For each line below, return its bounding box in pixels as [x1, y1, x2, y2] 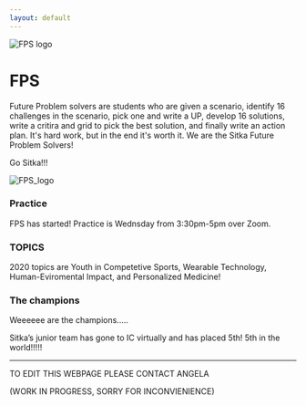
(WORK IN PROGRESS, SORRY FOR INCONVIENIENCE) [9, 386, 216, 397]
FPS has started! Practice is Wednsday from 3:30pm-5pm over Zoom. [9, 218, 271, 229]
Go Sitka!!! [9, 157, 48, 168]
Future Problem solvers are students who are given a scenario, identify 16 [9, 100, 285, 111]
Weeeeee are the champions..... [9, 315, 129, 326]
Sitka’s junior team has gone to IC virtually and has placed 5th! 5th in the [9, 332, 280, 343]
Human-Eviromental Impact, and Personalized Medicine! [9, 271, 221, 283]
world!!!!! [9, 342, 43, 353]
